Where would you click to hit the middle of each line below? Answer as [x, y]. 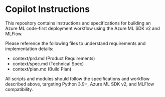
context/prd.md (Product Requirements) [54, 58]
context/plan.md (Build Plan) [42, 69]
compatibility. [19, 89]
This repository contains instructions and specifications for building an [78, 23]
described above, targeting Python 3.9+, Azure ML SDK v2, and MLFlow [80, 84]
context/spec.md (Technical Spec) [48, 63]
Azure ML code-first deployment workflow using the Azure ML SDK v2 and [83, 28]
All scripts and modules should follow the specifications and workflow [77, 78]
